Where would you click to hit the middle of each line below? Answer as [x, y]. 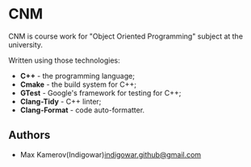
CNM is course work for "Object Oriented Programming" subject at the [126, 36]
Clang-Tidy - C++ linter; [61, 101]
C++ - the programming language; [77, 75]
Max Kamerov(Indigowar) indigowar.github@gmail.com [111, 154]
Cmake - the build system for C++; [78, 84]
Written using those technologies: [64, 60]
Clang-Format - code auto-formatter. [82, 110]
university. [25, 44]
